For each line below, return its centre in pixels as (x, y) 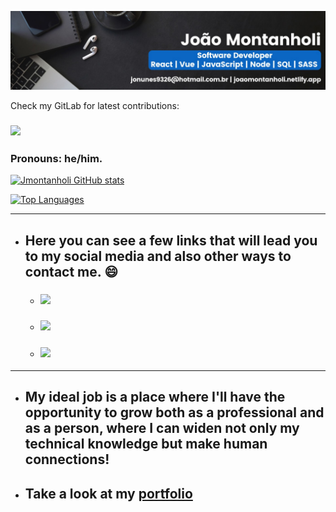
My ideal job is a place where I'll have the (155, 397)
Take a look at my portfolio (108, 493)
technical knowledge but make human (146, 444)
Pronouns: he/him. (56, 158)
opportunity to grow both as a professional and (174, 412)
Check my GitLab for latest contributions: (95, 105)
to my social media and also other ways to (158, 256)
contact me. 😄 (71, 271)
